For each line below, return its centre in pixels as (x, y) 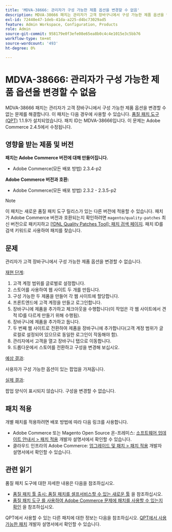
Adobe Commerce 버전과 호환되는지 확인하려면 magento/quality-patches (85, 218)
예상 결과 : (15, 358)
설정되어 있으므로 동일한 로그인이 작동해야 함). (72, 335)
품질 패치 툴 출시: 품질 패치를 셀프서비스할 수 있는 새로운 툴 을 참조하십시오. (88, 494)
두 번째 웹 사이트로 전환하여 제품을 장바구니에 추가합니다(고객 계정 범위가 (85, 328)
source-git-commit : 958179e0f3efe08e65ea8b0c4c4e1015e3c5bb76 (73, 34)
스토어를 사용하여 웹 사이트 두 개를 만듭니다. (57, 290)
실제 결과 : (15, 380)
